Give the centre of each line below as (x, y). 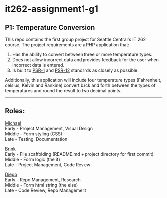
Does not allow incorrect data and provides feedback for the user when (85, 60)
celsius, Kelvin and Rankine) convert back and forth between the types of (80, 85)
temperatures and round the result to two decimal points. (63, 91)
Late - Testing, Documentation (36, 139)
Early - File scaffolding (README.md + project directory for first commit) (79, 154)
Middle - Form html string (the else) (42, 185)
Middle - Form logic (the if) (33, 159)
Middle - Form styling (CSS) (34, 134)
